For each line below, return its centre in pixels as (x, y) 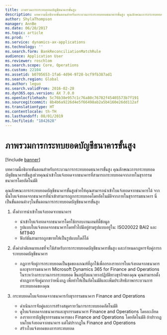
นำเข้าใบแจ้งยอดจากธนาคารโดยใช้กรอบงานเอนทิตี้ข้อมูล (65, 222)
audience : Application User (34, 56)
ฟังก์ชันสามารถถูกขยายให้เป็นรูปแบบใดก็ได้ (54, 238)
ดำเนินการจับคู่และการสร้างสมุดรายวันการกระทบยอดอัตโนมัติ (69, 306)
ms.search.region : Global (32, 79)
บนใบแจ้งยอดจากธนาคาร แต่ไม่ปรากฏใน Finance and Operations (78, 323)
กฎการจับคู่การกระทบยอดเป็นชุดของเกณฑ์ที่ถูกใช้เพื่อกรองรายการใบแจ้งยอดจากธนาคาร (90, 263)
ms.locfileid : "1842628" (31, 121)
